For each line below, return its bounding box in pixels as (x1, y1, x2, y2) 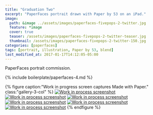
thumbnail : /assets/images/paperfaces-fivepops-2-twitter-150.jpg (9, 39, 146, 43)
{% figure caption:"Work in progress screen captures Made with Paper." (5, 84, 149, 90)
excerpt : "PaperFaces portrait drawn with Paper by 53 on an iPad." (5, 12, 146, 16)
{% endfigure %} (67, 104, 101, 110)
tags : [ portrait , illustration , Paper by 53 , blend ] (5, 47, 114, 52)
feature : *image (9, 25, 42, 30)
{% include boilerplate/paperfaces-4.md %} (5, 74, 93, 80)
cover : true (9, 29, 34, 34)
